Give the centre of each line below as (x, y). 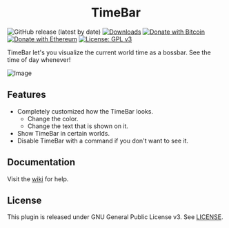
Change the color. (53, 118)
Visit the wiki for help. (38, 179)
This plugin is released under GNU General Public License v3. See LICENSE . (115, 217)
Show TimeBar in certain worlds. (63, 133)
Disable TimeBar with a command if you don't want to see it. (102, 141)
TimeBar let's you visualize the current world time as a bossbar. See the (109, 52)
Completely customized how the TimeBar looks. (85, 111)
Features (27, 95)
